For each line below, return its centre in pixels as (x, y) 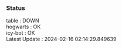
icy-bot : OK (21, 33)
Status (16, 8)
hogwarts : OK (23, 27)
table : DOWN (23, 21)
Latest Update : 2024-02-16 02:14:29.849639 (61, 39)
